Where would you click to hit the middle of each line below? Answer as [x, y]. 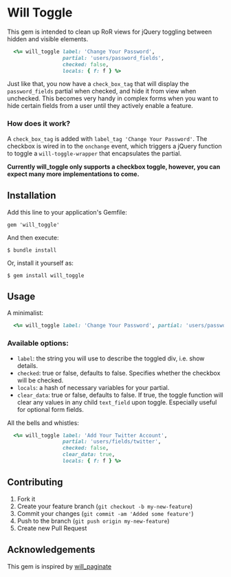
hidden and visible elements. [48, 39]
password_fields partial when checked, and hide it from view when [102, 91]
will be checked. [40, 380]
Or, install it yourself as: [41, 263]
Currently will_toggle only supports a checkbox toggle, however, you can [114, 166]
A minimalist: [25, 313]
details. [27, 365]
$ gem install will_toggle [46, 275]
